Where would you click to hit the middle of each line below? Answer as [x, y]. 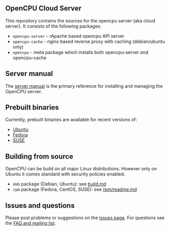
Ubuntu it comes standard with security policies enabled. [65, 174]
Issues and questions [40, 205]
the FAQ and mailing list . [31, 223]
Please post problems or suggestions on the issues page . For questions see [85, 218]
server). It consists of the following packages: [53, 26]
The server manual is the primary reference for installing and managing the [84, 86]
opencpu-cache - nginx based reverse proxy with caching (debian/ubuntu [89, 41]
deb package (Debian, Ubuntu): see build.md [59, 184]
